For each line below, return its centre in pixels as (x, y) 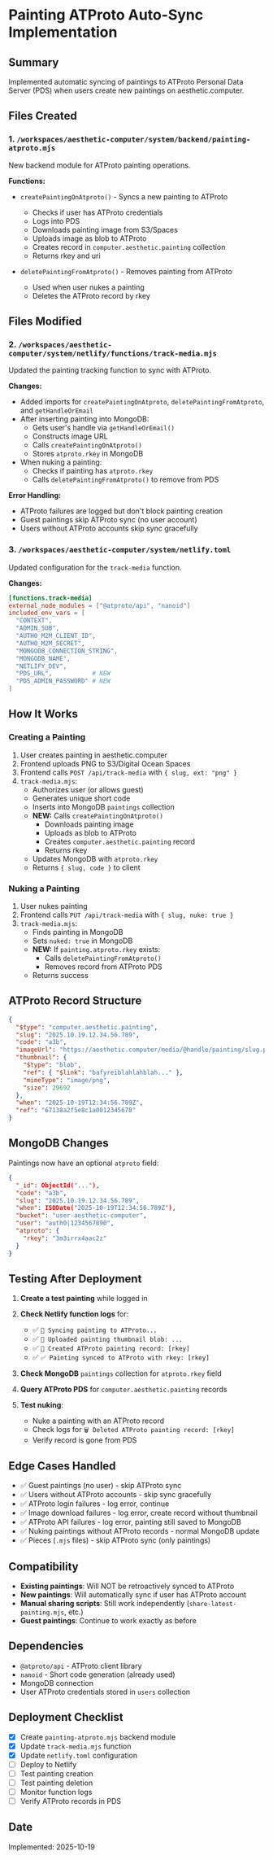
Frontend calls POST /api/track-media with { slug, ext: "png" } (128, 772)
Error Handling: (35, 496)
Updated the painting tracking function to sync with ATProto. (110, 370)
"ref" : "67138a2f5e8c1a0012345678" (76, 1111)
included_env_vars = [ (47, 613)
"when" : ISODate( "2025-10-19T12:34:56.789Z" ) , (96, 1208)
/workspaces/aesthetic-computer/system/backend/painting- (133, 140)
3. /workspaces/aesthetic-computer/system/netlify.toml (120, 549)
